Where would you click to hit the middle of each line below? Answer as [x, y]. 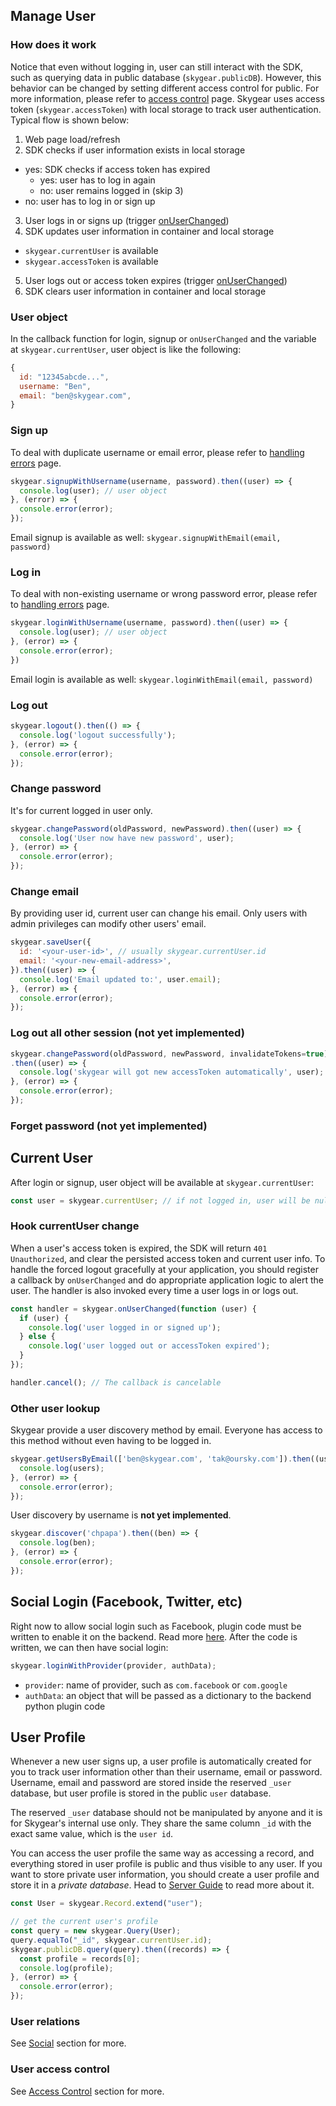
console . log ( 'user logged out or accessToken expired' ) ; [149, 1346]
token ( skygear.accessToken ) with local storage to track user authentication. [166, 109]
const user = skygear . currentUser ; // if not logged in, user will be [160, 1200]
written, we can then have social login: [89, 1647]
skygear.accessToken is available [91, 261]
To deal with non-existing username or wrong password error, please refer [164, 594]
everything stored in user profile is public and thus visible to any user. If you [166, 1864]
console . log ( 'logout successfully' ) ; [98, 735]
